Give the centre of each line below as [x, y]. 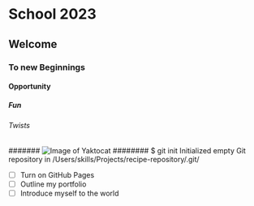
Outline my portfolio [53, 184]
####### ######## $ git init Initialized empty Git [127, 150]
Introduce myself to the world [69, 193]
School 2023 [53, 14]
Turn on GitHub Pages [57, 174]
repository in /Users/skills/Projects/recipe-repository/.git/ [104, 159]
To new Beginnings [47, 67]
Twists [19, 126]
